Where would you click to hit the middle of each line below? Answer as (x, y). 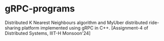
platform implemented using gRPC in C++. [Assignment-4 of (85, 27)
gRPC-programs (40, 9)
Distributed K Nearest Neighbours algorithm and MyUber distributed (76, 22)
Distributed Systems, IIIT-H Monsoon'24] (48, 33)
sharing (13, 27)
